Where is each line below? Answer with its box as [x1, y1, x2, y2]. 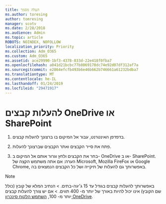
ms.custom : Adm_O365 [5, 53, 48, 59]
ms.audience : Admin [5, 30, 46, 35]
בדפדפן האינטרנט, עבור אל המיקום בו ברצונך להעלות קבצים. [12, 134, 125, 140]
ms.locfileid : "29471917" [5, 85, 58, 91]
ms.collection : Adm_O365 [5, 49, 56, 54]
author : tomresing [5, 16, 43, 21]
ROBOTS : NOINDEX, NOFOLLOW [5, 40, 61, 45]
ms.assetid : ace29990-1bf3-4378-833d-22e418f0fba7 [5, 58, 112, 63]
